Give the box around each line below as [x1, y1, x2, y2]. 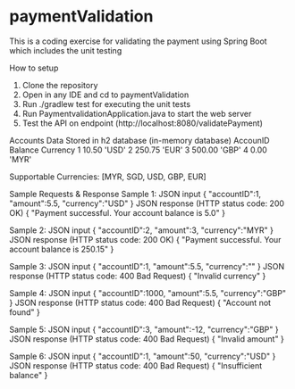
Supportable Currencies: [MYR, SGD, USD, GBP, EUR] [9, 171, 207, 182]
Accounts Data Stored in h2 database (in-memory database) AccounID [9, 135, 270, 145]
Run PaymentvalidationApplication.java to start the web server [21, 108, 252, 119]
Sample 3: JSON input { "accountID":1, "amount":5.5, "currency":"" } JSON [9, 261, 285, 271]
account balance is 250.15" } [9, 244, 114, 254]
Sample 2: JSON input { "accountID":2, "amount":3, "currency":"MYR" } [9, 225, 274, 236]
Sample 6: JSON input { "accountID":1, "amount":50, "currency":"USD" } [9, 351, 276, 361]
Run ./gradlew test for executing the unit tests [21, 98, 190, 109]
